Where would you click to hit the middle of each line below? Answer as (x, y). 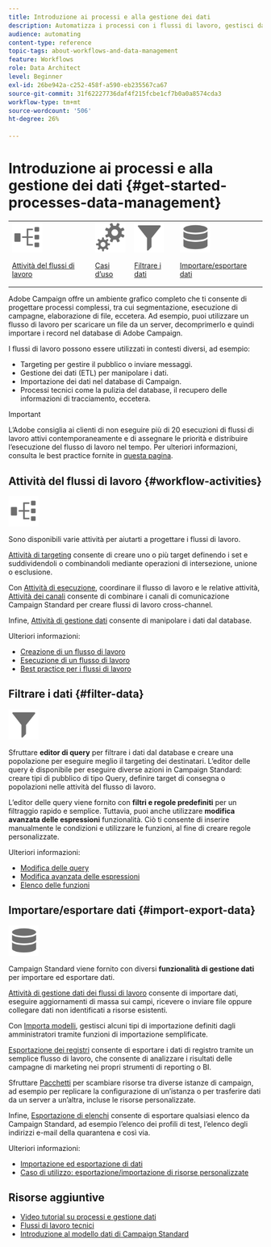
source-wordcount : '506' (50, 111)
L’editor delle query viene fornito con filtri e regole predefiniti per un (123, 802)
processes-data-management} (115, 203)
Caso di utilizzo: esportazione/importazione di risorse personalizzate (134, 1172)
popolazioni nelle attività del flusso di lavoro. (82, 786)
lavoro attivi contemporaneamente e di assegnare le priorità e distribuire (128, 439)
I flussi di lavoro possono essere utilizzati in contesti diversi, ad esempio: (129, 349)
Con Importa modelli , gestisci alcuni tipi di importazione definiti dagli (122, 1025)
